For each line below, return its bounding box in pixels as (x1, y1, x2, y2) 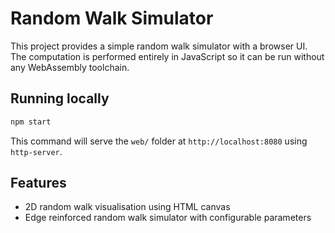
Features (10, 175, 67, 192)
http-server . (10, 145, 63, 157)
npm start (10, 117, 52, 127)
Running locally (10, 90, 110, 107)
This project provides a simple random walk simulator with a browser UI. (10, 40, 308, 52)
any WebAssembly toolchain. (10, 61, 130, 73)
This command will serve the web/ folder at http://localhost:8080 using (10, 135, 308, 147)
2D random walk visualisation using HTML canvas (24, 201, 231, 213)
